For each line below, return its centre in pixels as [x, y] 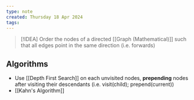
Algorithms [27, 64]
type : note [19, 11]
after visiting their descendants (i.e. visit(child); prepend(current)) [94, 84]
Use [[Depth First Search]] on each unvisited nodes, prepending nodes [101, 78]
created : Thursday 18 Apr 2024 [45, 17]
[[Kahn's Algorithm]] [40, 91]
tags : [13, 22]
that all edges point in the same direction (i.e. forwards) [88, 45]
